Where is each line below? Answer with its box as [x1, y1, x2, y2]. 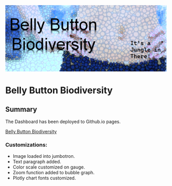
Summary [5, 105, 37, 114]
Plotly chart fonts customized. [12, 175, 76, 181]
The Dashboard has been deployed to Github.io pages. [5, 118, 121, 125]
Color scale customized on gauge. [12, 164, 85, 170]
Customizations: [5, 141, 48, 149]
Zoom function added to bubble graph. [12, 169, 95, 175]
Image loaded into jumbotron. [12, 153, 75, 159]
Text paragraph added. [12, 158, 61, 164]
